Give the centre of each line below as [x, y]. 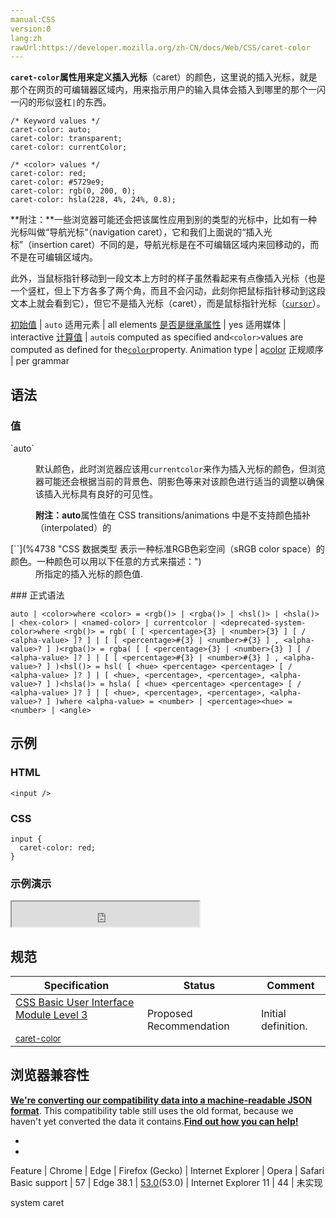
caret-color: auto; [51, 130]
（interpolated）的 [73, 527]
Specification [76, 986]
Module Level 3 [51, 1015]
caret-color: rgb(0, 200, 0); [73, 191]
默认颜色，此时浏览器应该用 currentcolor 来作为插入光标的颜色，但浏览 [180, 468]
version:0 [31, 29]
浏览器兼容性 [50, 1075]
